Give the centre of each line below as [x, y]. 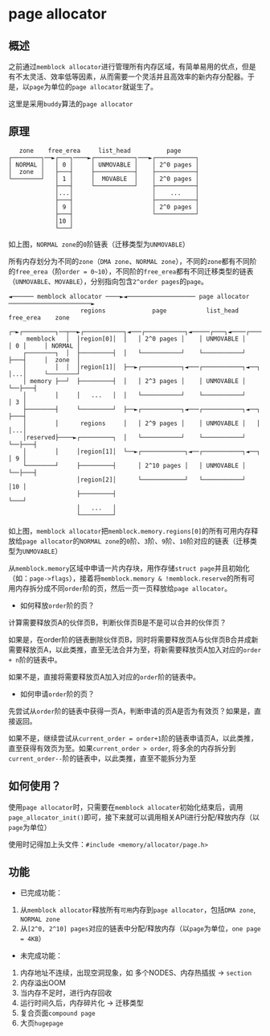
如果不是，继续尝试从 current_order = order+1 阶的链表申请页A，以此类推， [133, 738]
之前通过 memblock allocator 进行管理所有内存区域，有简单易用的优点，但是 [132, 66]
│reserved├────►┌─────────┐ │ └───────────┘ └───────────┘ [135, 437]
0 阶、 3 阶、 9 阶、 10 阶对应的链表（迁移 [188, 541]
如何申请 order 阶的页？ [57, 694]
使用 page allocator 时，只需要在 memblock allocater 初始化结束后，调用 [126, 807]
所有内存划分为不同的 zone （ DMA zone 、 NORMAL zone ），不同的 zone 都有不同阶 [133, 261]
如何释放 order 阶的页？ [57, 605]
